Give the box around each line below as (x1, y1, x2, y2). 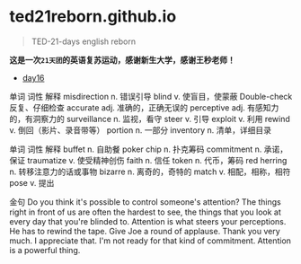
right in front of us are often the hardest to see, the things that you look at (9, 207, 281, 217)
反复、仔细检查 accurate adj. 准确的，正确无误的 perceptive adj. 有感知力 (9, 101, 279, 113)
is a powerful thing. (9, 244, 81, 255)
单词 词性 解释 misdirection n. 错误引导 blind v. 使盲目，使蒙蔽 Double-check (9, 91, 293, 101)
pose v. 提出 (9, 177, 55, 188)
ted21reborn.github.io (9, 6, 177, 27)
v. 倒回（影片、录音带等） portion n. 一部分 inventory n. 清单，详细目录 (9, 124, 272, 136)
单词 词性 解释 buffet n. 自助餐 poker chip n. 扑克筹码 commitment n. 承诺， (9, 144, 288, 154)
